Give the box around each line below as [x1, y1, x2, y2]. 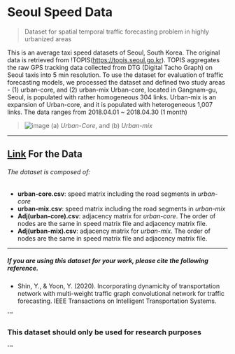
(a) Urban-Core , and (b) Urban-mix [51, 121, 152, 129]
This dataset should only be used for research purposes [7, 327, 201, 337]
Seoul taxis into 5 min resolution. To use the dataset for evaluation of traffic [7, 71, 224, 79]
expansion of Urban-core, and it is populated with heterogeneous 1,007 [7, 100, 213, 108]
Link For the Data [7, 148, 83, 160]
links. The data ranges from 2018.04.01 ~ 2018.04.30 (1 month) [7, 108, 187, 116]
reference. [7, 264, 38, 273]
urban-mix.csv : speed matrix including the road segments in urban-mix [17, 204, 226, 213]
